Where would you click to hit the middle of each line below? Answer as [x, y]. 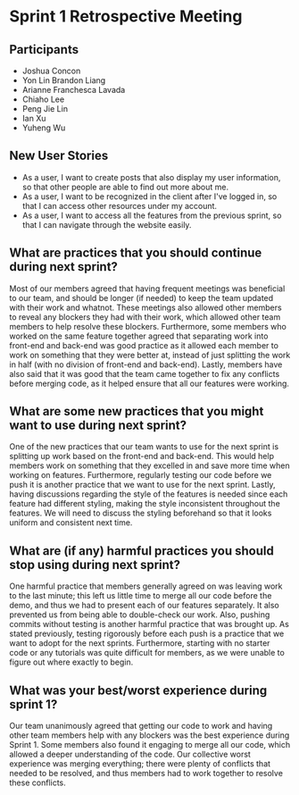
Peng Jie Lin [45, 109]
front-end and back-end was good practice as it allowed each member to [144, 345]
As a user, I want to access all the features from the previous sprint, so [152, 215]
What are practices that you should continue [136, 253]
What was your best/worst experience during [138, 690]
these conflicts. [38, 782]
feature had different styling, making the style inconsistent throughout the [145, 504]
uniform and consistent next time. [71, 523]
